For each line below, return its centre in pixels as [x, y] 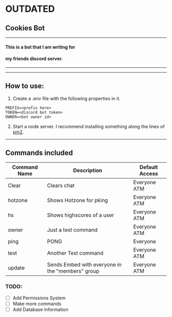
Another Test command [75, 253]
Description [88, 170]
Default [149, 167]
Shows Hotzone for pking [78, 200]
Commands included [39, 153]
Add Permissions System [39, 298]
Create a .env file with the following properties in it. [67, 98]
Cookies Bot [25, 28]
